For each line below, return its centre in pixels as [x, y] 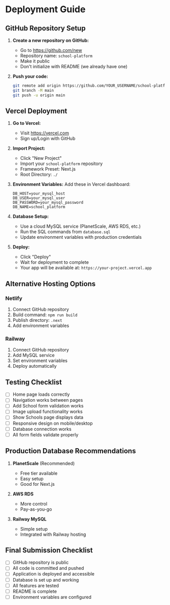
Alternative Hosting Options [50, 284]
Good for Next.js [37, 484]
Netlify [14, 298]
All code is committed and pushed [48, 568]
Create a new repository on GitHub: [51, 40]
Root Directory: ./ [39, 175]
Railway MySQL [29, 519]
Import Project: [29, 148]
